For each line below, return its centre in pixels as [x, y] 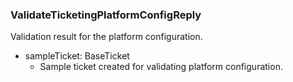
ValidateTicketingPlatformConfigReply [106, 15]
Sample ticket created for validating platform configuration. [161, 67]
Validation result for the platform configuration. [106, 37]
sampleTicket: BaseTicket [77, 56]
